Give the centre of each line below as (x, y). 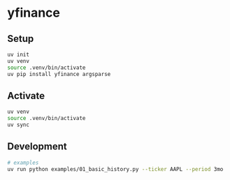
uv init (19, 54)
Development (37, 147)
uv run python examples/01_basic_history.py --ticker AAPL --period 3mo (115, 169)
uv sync (19, 125)
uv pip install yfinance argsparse (59, 74)
